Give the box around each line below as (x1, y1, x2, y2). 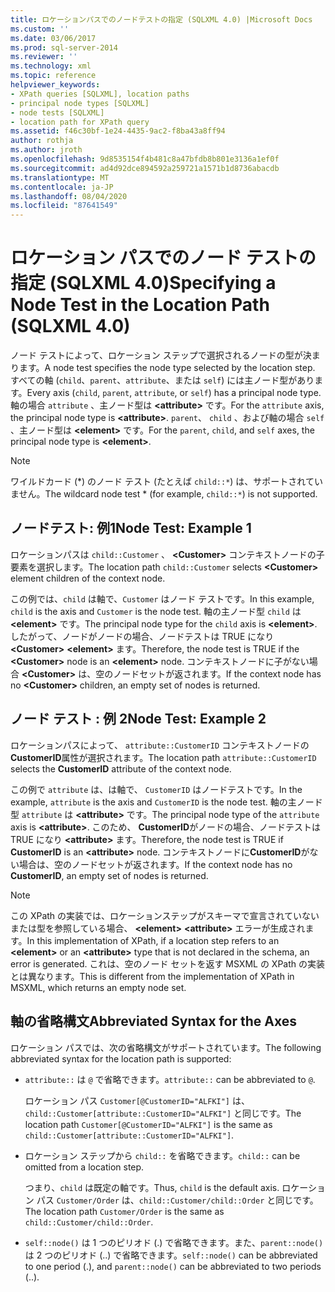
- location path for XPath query (10, 117, 150, 127)
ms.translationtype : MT (10, 172, 110, 183)
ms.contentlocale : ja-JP (10, 182, 114, 192)
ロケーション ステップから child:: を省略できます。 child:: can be (24, 1149, 301, 1161)
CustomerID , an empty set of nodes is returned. (10, 869, 209, 881)
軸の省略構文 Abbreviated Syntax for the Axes (10, 1013, 297, 1030)
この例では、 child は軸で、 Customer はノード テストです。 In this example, (10, 592, 315, 605)
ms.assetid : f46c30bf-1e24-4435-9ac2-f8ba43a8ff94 (10, 126, 226, 136)
